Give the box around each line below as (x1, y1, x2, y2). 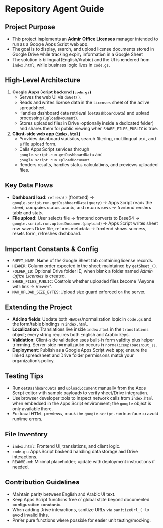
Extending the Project (5, 303, 72, 311)
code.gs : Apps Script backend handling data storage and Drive (12, 448, 138, 454)
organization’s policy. (12, 358, 55, 364)
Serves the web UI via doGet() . (19, 94, 81, 100)
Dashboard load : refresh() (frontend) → (12, 194, 94, 200)
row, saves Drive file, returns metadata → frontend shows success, (12, 225, 147, 231)
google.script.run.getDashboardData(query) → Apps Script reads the (12, 199, 152, 205)
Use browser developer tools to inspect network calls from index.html (12, 395, 154, 401)
